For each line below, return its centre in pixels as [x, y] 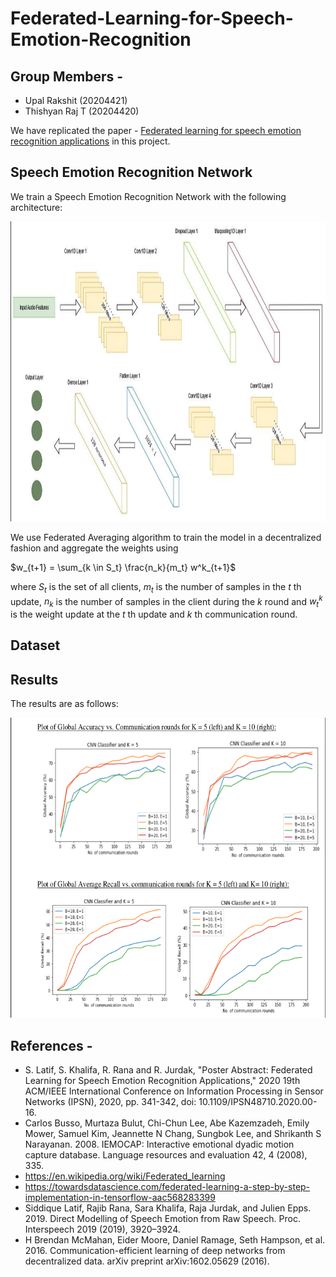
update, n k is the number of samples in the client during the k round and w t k [166, 601]
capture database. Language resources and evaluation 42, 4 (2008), [166, 1155]
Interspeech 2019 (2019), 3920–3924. [102, 1229]
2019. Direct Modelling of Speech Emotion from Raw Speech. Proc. [162, 1219]
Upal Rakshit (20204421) [76, 100]
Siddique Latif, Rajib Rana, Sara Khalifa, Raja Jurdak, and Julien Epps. [168, 1208]
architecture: [36, 207]
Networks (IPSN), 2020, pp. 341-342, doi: [110, 1102]
